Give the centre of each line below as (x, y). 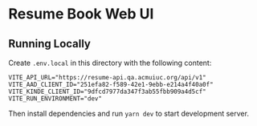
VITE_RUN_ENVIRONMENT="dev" (55, 99)
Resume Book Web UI (81, 14)
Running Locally (49, 44)
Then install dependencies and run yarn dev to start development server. (128, 114)
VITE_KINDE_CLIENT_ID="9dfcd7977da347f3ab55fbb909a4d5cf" (107, 91)
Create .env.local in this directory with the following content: (110, 63)
